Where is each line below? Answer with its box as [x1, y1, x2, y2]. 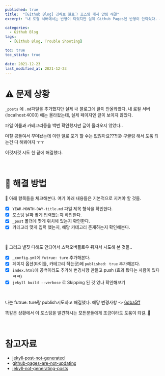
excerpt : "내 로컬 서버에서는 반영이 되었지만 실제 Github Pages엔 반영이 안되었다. [5, 16, 158, 21]
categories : [5, 25, 29, 30]
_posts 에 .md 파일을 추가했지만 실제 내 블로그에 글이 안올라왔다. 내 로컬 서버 [5, 106, 151, 112]
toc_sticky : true [5, 52, 41, 57]
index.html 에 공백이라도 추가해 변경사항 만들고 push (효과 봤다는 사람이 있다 [12, 267, 160, 273]
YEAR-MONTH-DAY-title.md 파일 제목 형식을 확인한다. [12, 206, 113, 212]
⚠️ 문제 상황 [5, 89, 50, 100]
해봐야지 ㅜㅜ [19, 139, 45, 145]
